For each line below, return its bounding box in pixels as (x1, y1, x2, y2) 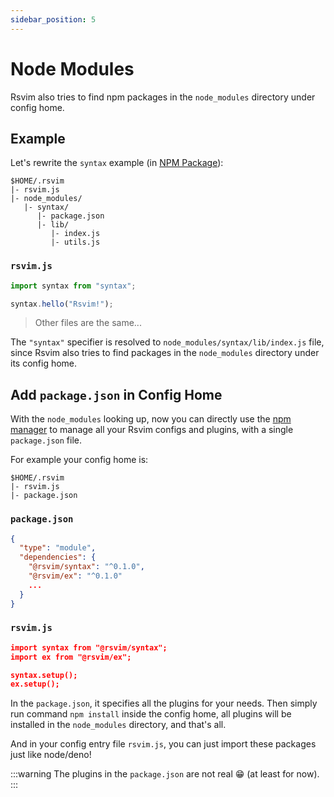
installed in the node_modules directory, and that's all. (10, 719, 227, 731)
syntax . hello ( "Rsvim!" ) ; (10, 299, 114, 309)
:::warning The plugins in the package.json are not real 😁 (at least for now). (10, 768, 320, 780)
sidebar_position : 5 (10, 14, 97, 25)
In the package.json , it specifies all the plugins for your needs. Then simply (10, 697, 318, 710)
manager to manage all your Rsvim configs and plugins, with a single (10, 424, 294, 436)
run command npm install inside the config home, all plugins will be (10, 708, 292, 720)
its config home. (10, 357, 78, 370)
